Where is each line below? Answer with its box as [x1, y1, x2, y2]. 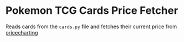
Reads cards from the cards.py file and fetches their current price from [5, 23, 178, 30]
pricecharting [5, 29, 38, 36]
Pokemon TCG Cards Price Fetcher [5, 4, 179, 17]
